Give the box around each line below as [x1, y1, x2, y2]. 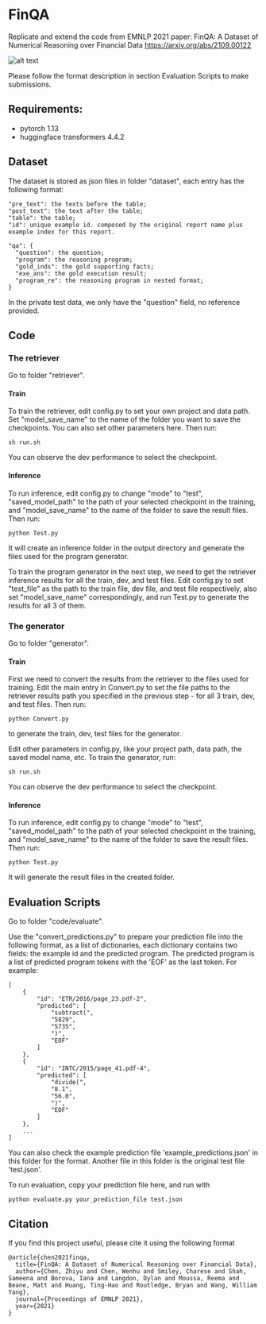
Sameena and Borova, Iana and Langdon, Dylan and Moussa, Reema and [8, 1274, 240, 1282]
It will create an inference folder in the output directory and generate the [8, 542, 245, 553]
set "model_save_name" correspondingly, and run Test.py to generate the [8, 592, 249, 601]
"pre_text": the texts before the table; [8, 200, 148, 208]
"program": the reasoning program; [15, 256, 133, 264]
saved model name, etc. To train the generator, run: [8, 753, 176, 762]
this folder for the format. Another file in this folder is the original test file [8, 1156, 245, 1166]
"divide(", [50, 1079, 87, 1087]
